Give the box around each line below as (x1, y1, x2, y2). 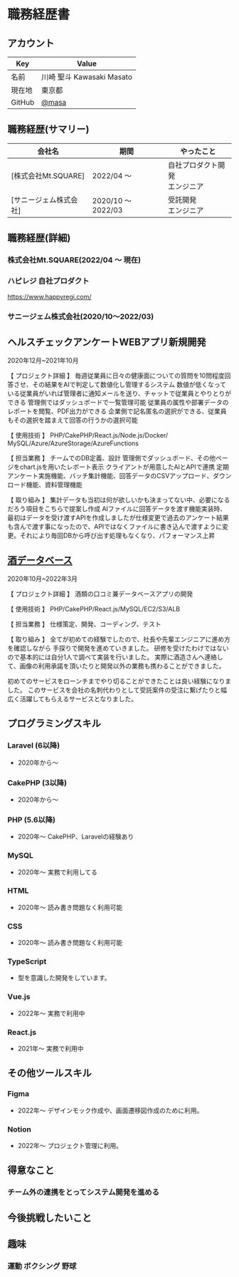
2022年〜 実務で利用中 (17, 1009, 85, 1018)
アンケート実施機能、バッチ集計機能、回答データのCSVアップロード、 (7, 472, 213, 480)
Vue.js (7, 992, 31, 1002)
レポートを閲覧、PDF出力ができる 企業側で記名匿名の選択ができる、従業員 (7, 407, 227, 415)
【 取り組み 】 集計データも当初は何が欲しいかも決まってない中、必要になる (7, 496, 230, 505)
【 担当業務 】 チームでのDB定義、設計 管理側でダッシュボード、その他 (7, 454, 216, 462)
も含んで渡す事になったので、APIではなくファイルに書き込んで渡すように (7, 522, 223, 531)
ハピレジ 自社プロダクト (7, 276, 90, 286)
